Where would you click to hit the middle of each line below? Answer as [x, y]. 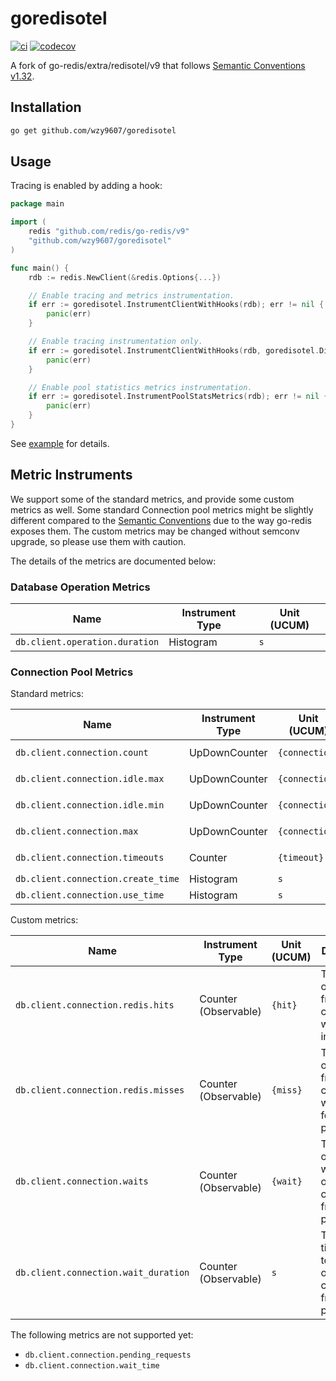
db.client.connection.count [82, 753]
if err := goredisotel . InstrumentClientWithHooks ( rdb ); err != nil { [176, 305]
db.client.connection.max [77, 831]
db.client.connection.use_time [90, 895]
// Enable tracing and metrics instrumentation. [131, 295]
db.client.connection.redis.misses [100, 1090]
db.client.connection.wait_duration [102, 1273]
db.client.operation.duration [87, 642]
